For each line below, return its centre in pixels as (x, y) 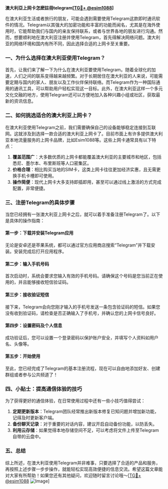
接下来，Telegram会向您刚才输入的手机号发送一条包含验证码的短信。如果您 (83, 307)
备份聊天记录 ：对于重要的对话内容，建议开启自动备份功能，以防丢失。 (85, 424)
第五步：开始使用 (23, 356)
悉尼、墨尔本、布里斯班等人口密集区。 (52, 163)
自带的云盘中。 (28, 437)
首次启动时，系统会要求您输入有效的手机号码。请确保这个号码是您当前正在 (82, 276)
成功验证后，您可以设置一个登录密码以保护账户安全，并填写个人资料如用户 (82, 337)
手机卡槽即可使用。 (36, 176)
